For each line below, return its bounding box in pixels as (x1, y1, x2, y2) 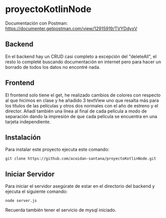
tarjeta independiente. (5, 119, 51, 125)
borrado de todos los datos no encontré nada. (5, 64, 101, 70)
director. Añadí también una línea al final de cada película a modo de (5, 108, 147, 114)
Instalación (5, 133, 41, 142)
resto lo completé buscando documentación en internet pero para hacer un (5, 59, 161, 65)
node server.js (5, 198, 37, 203)
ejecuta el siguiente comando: (5, 188, 68, 194)
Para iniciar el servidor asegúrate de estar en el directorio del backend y (5, 183, 155, 189)
